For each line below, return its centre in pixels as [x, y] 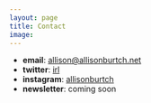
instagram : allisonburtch [68, 80]
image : [22, 34]
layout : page [34, 18]
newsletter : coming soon [69, 89]
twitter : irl [41, 70]
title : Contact [38, 26]
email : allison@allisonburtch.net [82, 61]
